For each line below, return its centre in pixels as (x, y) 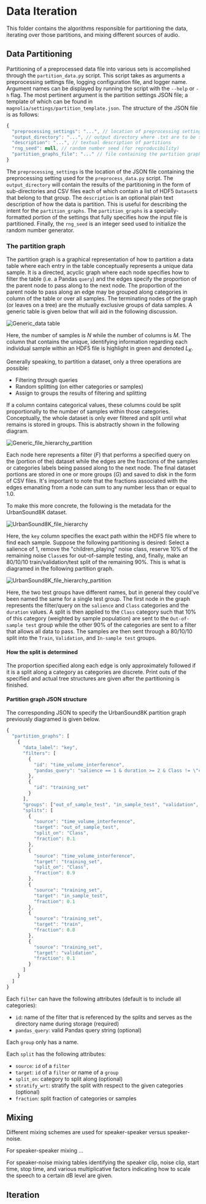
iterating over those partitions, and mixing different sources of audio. (93, 34)
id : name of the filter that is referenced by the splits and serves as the (103, 1017)
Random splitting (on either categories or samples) (79, 386)
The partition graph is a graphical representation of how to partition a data (100, 259)
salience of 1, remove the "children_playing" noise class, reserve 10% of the (102, 549)
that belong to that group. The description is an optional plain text (90, 197)
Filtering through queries (46, 380)
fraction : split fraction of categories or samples (76, 1098)
